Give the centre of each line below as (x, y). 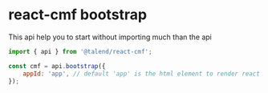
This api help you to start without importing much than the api (110, 37)
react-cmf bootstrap (77, 15)
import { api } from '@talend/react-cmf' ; (80, 51)
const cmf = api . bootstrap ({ (57, 66)
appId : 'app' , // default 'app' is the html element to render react (142, 74)
